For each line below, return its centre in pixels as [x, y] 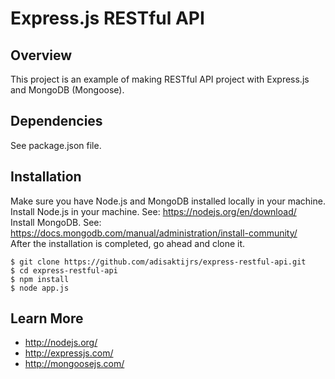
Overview [41, 55]
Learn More [47, 318]
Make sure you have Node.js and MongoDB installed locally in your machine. [168, 201]
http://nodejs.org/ [61, 343]
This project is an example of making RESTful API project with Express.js [160, 79]
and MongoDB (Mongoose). [67, 90]
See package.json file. [56, 145]
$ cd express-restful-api [64, 270]
